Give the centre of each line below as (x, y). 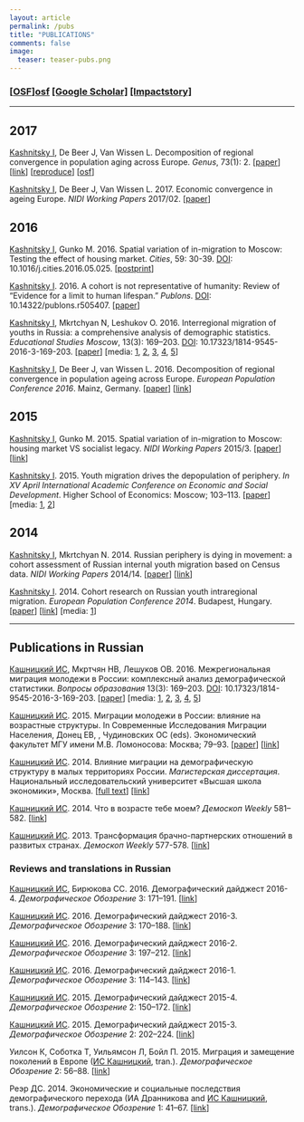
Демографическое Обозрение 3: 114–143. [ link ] (100, 980)
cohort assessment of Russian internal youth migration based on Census (145, 564)
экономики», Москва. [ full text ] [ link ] (80, 791)
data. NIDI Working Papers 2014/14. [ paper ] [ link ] (101, 574)
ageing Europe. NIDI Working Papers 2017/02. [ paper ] (110, 199)
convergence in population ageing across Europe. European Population (142, 379)
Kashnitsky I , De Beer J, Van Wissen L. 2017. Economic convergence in (141, 189)
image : (22, 52)
